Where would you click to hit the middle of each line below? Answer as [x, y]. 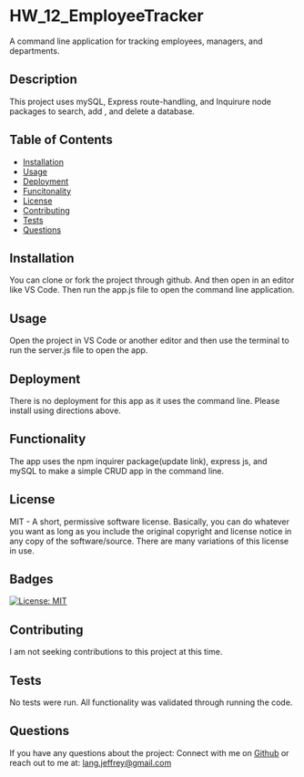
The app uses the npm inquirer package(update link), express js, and [138, 461]
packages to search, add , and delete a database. [102, 111]
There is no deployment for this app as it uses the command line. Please [145, 401]
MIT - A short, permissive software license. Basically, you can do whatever [149, 522]
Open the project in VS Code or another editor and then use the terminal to [149, 341]
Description [43, 80]
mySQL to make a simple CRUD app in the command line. [117, 471]
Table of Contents [61, 140]
